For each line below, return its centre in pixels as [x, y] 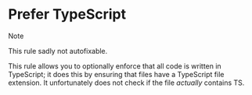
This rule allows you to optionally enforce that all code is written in [115, 66]
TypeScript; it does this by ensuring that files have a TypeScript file [116, 74]
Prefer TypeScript [67, 14]
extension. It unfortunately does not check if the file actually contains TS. [126, 83]
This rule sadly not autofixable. [58, 51]
